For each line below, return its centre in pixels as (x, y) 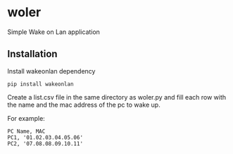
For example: (26, 118)
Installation (32, 54)
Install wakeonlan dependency (51, 71)
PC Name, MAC (26, 131)
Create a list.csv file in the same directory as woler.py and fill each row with (117, 97)
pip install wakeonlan (40, 84)
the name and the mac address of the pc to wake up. (84, 105)
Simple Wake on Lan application (54, 32)
